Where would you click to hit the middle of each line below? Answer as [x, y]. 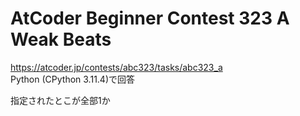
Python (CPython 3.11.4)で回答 [73, 79]
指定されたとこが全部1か [60, 100]
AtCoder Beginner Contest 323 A [150, 18]
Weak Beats [61, 39]
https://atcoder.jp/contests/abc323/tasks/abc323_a [116, 67]
